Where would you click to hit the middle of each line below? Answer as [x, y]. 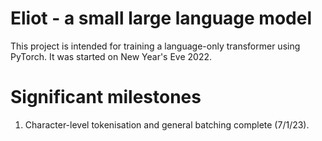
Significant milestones [106, 97]
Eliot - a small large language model [161, 18]
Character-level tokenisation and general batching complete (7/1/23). [167, 124]
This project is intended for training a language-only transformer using [155, 46]
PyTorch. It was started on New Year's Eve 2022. [111, 56]
